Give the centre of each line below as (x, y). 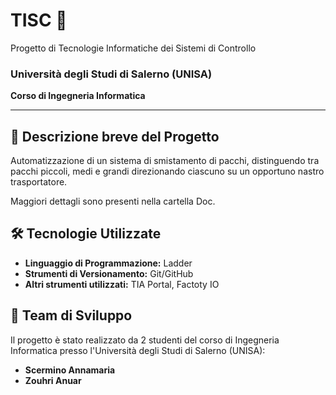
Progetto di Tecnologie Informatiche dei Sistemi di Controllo (133, 48)
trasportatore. (39, 182)
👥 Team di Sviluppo (71, 315)
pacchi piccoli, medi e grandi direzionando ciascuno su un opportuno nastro (167, 171)
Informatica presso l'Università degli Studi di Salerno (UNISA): (138, 350)
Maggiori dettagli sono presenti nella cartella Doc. (113, 201)
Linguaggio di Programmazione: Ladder (108, 263)
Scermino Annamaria (70, 370)
